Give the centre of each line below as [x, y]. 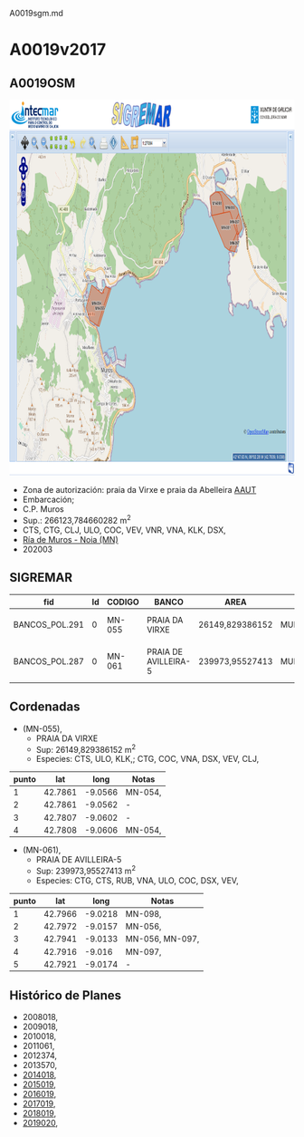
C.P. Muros [43, 509]
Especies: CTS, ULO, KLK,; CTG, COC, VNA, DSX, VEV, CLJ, [147, 759]
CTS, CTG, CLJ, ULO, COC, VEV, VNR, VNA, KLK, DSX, [124, 530]
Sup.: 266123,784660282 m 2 [76, 520]
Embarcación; [48, 499]
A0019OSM [43, 83]
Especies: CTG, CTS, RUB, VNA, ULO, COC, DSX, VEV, [137, 881]
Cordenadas [45, 707]
